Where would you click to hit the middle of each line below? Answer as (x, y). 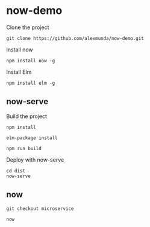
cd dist (16, 171)
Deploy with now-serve (35, 160)
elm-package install (32, 138)
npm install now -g (31, 61)
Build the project (27, 116)
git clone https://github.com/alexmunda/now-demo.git (75, 38)
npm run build (24, 148)
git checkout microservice (40, 209)
